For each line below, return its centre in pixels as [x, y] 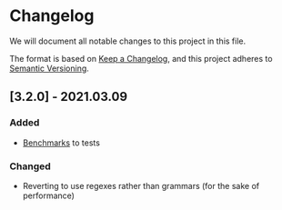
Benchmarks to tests [61, 143]
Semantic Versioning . [49, 68]
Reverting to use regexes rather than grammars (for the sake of [141, 185]
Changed [30, 166]
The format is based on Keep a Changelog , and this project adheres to [141, 58]
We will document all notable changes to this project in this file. [128, 41]
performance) [49, 195]
